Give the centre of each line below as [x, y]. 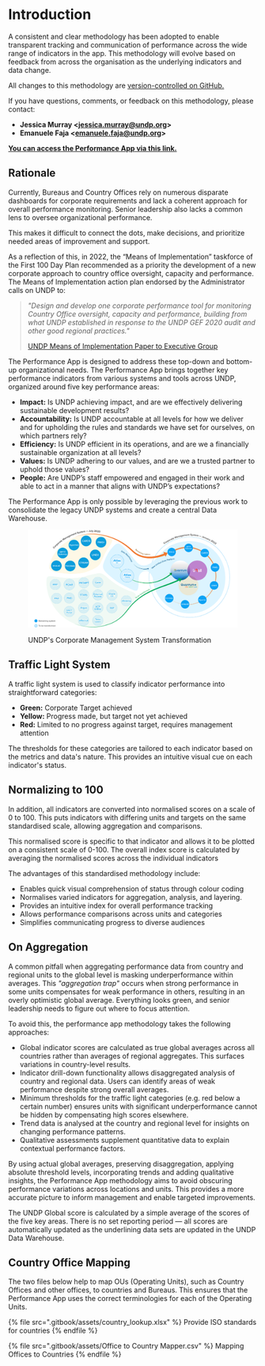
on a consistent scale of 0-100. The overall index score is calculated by [124, 849]
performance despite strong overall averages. [94, 1089]
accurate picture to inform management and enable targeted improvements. [132, 1197]
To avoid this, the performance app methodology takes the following [119, 1023]
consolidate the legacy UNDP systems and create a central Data [113, 510]
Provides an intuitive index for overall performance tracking [116, 905]
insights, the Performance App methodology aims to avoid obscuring [120, 1180]
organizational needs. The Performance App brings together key [123, 370]
